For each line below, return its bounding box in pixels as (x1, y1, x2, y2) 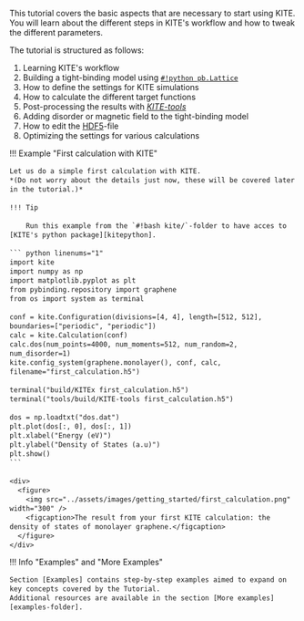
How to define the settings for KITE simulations (22, 82, 199, 92)
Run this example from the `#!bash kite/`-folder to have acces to (25, 222, 287, 231)
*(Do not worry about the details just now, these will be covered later (9, 176, 296, 185)
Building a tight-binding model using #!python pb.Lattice (22, 72, 238, 83)
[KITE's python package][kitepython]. (9, 231, 157, 240)
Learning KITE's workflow (22, 63, 120, 73)
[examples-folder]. (9, 603, 84, 612)
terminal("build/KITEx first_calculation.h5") (9, 386, 189, 395)
